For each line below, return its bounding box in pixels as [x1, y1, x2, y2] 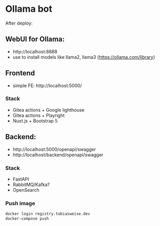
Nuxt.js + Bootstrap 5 [12, 117, 58, 124]
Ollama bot [5, 3, 53, 15]
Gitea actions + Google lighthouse [12, 107, 85, 113]
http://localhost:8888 [12, 48, 58, 54]
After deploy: [5, 20, 33, 26]
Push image [5, 199, 35, 207]
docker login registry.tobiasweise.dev [5, 211, 90, 217]
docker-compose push [5, 216, 50, 221]
